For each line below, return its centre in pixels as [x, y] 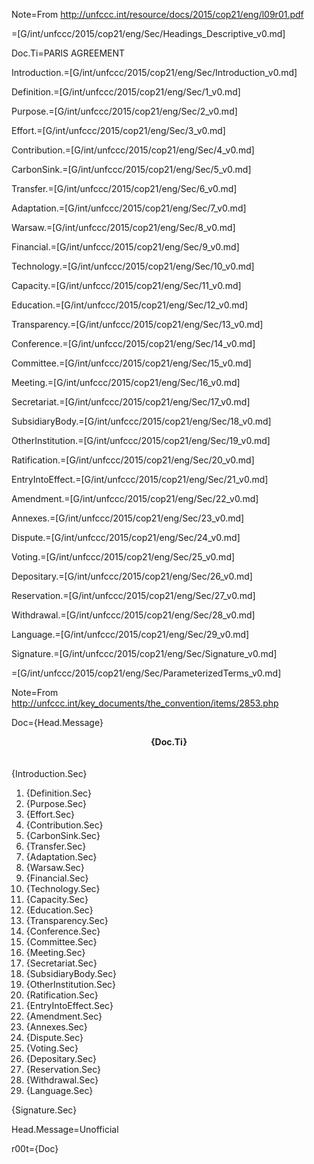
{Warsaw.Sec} [55, 867]
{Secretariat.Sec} [61, 963]
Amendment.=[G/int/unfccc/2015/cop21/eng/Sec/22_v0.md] [135, 498]
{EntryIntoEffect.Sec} [69, 1005]
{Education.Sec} [59, 910]
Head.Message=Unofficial [65, 1129]
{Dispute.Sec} [54, 1037]
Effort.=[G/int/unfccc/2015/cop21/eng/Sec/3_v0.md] [118, 130]
